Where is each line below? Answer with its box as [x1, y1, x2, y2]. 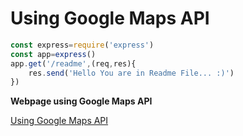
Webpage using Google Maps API [10, 95, 153, 107]
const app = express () [10, 49, 97, 59]
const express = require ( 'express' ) [10, 40, 155, 50]
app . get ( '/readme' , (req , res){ [10, 58, 137, 69]
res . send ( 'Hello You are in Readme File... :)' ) [28, 68, 235, 78]
